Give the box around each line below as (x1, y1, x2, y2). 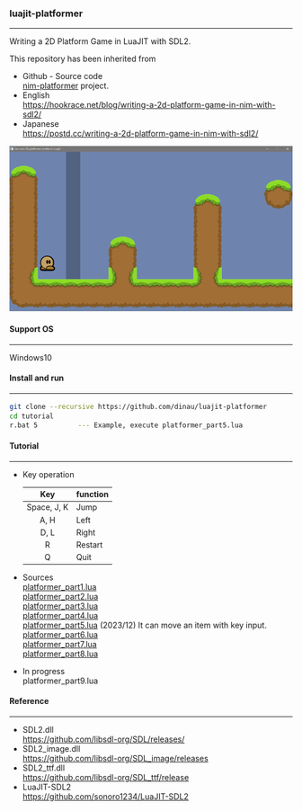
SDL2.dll (22, 724, 54, 735)
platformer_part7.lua (22, 638, 97, 649)
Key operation (22, 468, 75, 479)
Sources (22, 572, 54, 583)
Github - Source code (22, 71, 103, 82)
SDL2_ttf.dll (22, 762, 66, 773)
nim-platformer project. (22, 80, 110, 92)
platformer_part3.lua (22, 601, 99, 611)
